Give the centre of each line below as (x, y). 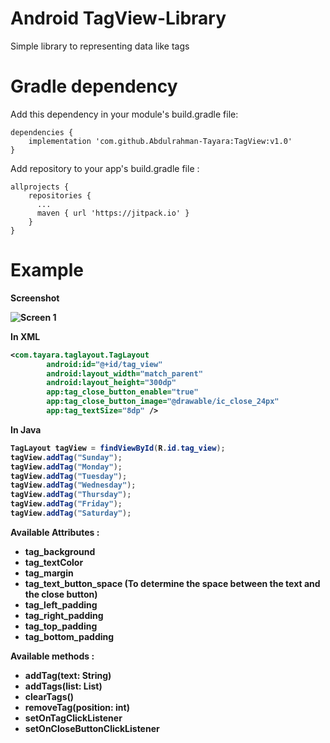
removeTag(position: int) (77, 707)
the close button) (61, 594)
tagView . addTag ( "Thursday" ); (71, 495)
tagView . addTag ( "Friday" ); (66, 504)
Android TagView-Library (118, 18)
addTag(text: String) (68, 675)
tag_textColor (54, 562)
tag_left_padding (61, 604)
